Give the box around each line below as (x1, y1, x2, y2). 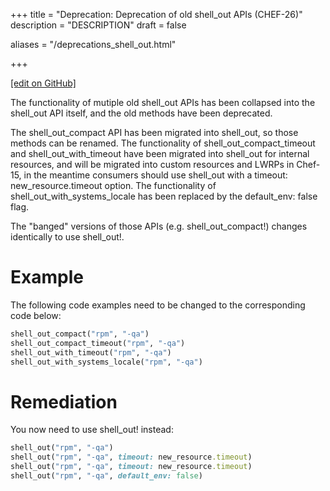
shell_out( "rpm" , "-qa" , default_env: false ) (10, 471, 203, 481)
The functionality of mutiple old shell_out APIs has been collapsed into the (10, 97, 316, 108)
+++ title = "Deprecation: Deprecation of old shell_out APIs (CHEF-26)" (10, 9, 303, 20)
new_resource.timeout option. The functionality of (10, 180, 217, 191)
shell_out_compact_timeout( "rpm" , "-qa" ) (10, 338, 186, 348)
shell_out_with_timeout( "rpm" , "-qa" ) (10, 347, 172, 358)
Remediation (10, 390, 118, 413)
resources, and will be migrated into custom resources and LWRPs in (10, 159, 295, 170)
